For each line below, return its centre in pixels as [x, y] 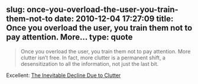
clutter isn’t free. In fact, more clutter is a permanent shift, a [93, 58]
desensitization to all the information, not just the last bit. [90, 63]
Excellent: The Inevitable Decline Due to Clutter [64, 75]
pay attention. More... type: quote [69, 37]
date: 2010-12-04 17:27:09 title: [114, 19]
